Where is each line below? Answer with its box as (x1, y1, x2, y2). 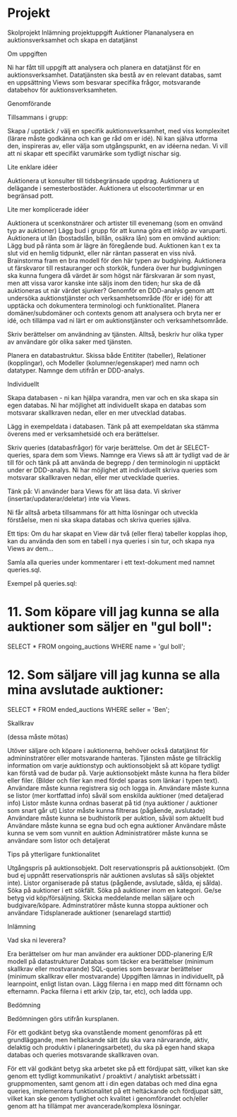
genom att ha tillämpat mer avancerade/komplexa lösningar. (7, 1101, 182, 1110)
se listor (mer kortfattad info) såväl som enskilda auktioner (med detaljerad (7, 791, 224, 799)
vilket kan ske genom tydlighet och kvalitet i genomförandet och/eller (7, 1094, 209, 1102)
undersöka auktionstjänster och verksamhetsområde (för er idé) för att (7, 294, 213, 302)
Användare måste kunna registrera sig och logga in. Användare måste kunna (7, 783, 229, 792)
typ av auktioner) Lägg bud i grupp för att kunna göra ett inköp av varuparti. (7, 226, 228, 234)
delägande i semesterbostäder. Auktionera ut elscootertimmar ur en (7, 183, 205, 192)
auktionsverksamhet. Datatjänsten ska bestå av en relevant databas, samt (7, 71, 222, 79)
